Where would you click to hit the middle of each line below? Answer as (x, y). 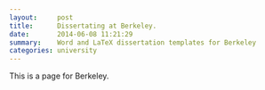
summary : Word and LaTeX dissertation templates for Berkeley (132, 42)
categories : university (53, 51)
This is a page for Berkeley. (59, 76)
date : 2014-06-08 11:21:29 (71, 34)
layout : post (41, 17)
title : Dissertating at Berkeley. (83, 26)
